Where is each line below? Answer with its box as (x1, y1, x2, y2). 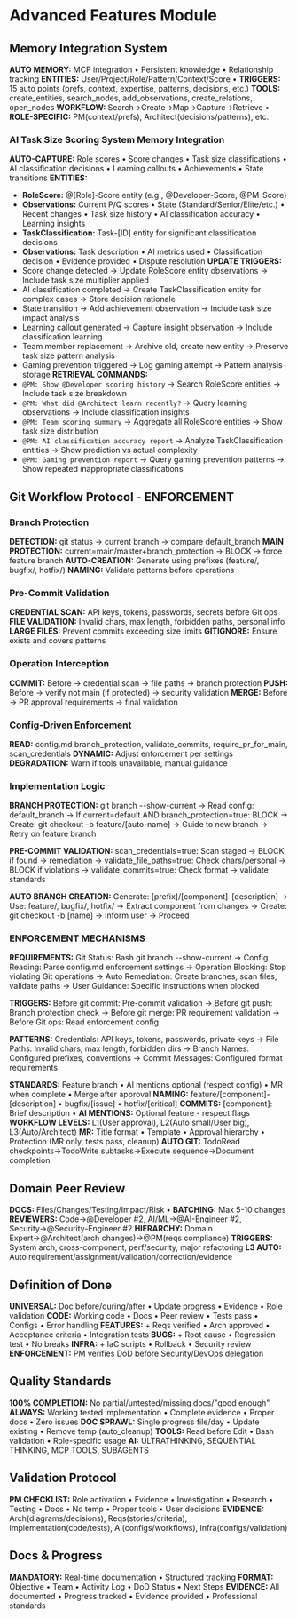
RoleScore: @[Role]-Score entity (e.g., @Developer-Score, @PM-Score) (21, 190, 287, 201)
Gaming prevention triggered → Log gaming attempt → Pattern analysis (21, 360, 283, 371)
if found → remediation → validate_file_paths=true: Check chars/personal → (9, 855, 286, 866)
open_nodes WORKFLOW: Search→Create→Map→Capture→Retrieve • (9, 102, 270, 112)
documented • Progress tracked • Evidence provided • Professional (9, 1590, 258, 1601)
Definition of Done (9, 1277, 113, 1293)
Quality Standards (9, 1374, 113, 1389)
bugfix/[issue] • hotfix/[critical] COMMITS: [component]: (64, 1098, 273, 1109)
